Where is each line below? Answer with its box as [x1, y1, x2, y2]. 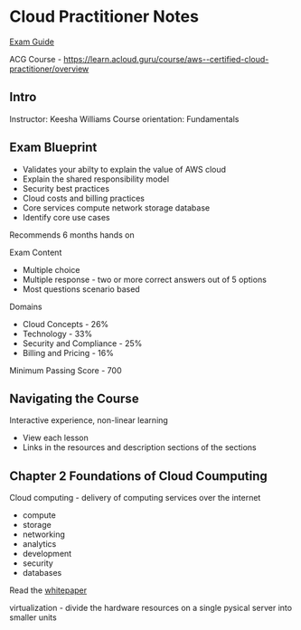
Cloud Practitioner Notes [9, 6, 199, 27]
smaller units [9, 612, 57, 623]
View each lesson [22, 432, 89, 444]
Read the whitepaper [9, 585, 88, 596]
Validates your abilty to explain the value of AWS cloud [22, 164, 227, 174]
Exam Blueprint [9, 140, 98, 155]
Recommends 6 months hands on [9, 229, 135, 240]
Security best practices [22, 183, 110, 193]
